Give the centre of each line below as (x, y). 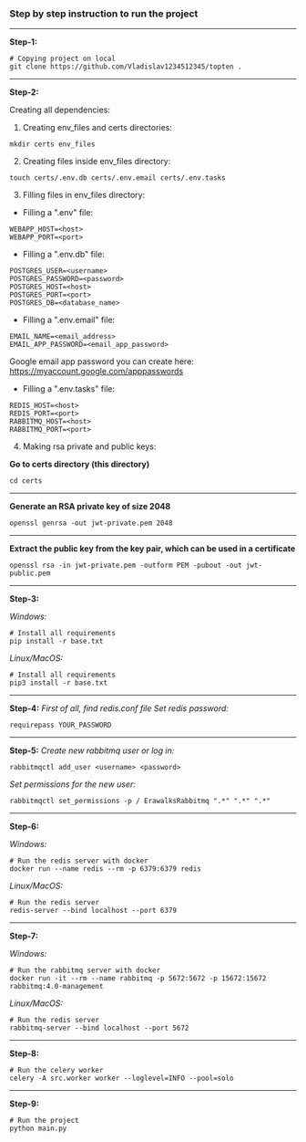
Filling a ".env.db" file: (63, 255)
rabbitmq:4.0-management (56, 987)
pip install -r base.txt (56, 642)
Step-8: (24, 1053)
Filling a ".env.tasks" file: (69, 389)
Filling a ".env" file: (58, 213)
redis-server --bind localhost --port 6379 (93, 911)
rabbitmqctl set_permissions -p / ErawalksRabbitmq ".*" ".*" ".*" (140, 801)
